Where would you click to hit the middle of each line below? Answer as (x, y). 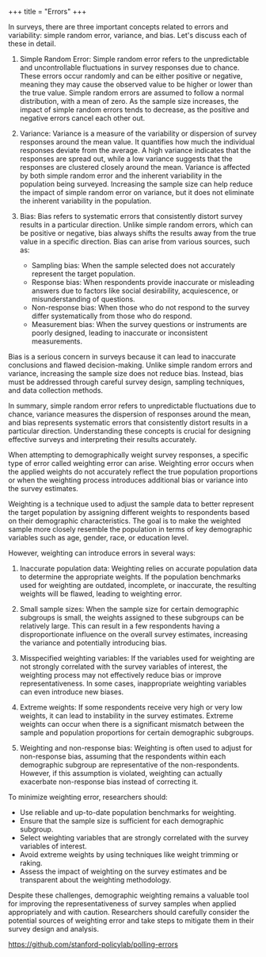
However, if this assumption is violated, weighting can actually (121, 773)
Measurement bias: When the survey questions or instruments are (139, 324)
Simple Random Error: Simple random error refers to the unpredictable (134, 59)
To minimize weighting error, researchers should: (88, 797)
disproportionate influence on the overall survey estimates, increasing (133, 634)
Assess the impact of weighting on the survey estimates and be (123, 871)
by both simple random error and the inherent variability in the (121, 175)
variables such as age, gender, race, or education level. (99, 538)
